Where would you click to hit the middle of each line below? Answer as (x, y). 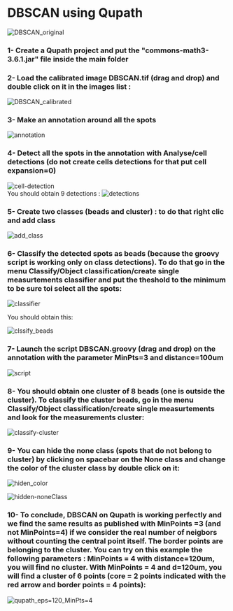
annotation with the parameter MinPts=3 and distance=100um (115, 358)
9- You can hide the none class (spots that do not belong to (110, 450)
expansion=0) (32, 171)
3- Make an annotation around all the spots (82, 120)
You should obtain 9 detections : (54, 193)
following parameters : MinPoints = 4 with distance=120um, (111, 559)
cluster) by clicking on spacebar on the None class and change (116, 459)
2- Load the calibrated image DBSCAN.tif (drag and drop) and (113, 78)
